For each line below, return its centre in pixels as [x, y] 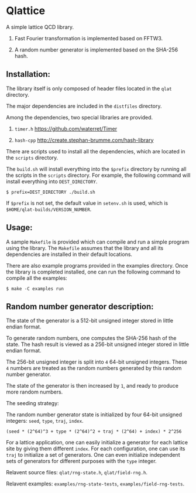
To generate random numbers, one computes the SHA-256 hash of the [91, 338]
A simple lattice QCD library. [40, 27]
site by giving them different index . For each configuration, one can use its [96, 449]
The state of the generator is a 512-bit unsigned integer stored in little [90, 321]
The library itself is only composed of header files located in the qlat [89, 88]
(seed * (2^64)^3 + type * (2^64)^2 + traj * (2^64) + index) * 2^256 [94, 432]
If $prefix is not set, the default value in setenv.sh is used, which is [87, 203]
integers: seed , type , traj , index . [45, 421]
